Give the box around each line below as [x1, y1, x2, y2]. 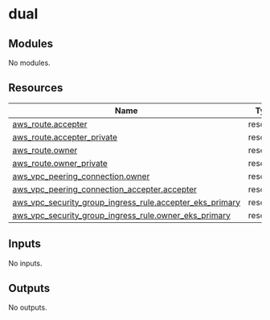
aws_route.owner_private [12, 157, 108, 168]
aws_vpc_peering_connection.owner [12, 170, 150, 181]
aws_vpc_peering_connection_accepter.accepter [12, 184, 197, 195]
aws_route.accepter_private [12, 132, 118, 143]
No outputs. [8, 302, 47, 313]
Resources [8, 81, 63, 95]
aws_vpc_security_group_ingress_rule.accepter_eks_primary [12, 196, 241, 208]
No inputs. [8, 258, 43, 268]
